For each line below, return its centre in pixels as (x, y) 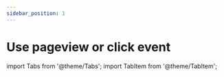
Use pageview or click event (89, 47)
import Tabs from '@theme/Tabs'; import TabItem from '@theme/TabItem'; (112, 66)
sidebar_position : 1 (36, 13)
